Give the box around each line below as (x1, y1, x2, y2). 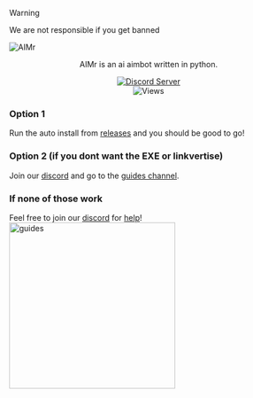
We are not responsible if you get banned (9, 25, 160, 35)
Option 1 (9, 107, 46, 120)
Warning (9, 8, 40, 18)
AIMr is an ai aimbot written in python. (79, 59, 218, 69)
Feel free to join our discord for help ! (9, 212, 142, 222)
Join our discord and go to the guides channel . (9, 170, 180, 181)
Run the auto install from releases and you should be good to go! (9, 128, 245, 138)
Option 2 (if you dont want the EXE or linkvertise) (9, 150, 224, 162)
